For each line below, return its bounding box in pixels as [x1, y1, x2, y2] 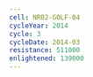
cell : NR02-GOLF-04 [9, 12, 81, 22]
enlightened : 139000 [9, 54, 85, 63]
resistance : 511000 [9, 46, 81, 55]
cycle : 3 [9, 29, 41, 38]
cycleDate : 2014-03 [9, 37, 81, 47]
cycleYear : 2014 [9, 21, 68, 30]
